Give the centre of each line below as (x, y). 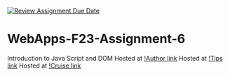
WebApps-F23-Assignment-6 (96, 39)
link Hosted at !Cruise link (44, 66)
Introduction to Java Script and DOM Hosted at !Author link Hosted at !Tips (115, 58)
